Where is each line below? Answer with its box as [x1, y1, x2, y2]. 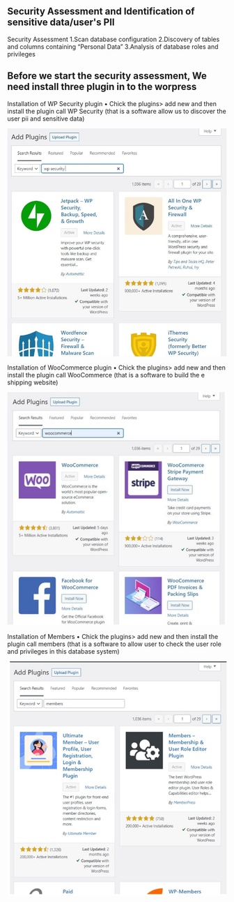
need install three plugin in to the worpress [7, 81, 197, 93]
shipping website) [7, 378, 58, 386]
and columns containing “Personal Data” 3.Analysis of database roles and [7, 42, 219, 51]
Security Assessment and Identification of [7, 6, 195, 17]
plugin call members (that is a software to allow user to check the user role [7, 640, 221, 648]
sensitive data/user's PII [7, 17, 115, 29]
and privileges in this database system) [7, 647, 120, 655]
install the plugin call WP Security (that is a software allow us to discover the [7, 107, 226, 115]
